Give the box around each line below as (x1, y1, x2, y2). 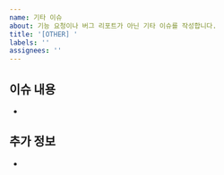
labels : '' (9, 37, 50, 47)
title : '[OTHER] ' (9, 29, 78, 38)
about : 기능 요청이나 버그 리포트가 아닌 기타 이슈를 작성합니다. (9, 21, 217, 30)
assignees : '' (9, 46, 63, 55)
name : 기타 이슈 (9, 12, 63, 22)
